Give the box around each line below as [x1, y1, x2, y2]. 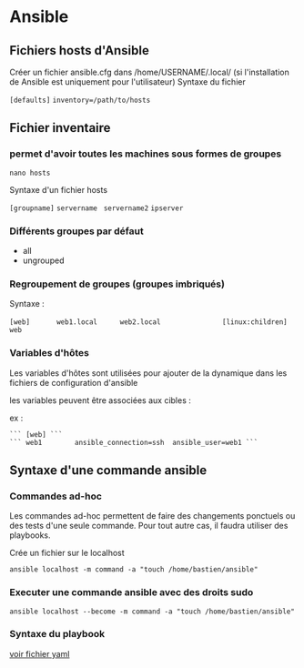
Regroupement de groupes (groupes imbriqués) [9, 278, 226, 290]
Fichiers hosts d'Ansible [9, 43, 150, 58]
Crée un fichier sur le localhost [9, 548, 125, 559]
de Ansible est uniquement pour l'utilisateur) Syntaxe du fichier [9, 76, 246, 87]
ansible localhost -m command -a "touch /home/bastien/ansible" [9, 565, 258, 574]
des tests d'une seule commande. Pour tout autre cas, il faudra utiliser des [9, 521, 289, 531]
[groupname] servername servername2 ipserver [9, 203, 184, 213]
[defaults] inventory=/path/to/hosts [9, 96, 151, 105]
